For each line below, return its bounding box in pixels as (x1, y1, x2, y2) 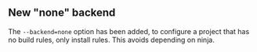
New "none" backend (8, 6, 116, 19)
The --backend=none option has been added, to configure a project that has (8, 26, 250, 36)
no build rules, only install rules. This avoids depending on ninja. (8, 35, 215, 44)
